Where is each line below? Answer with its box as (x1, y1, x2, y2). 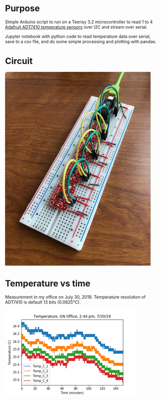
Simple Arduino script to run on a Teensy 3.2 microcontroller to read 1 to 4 (5, 19, 153, 25)
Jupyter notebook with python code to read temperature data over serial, (5, 33, 151, 39)
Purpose (5, 3, 40, 14)
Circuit (5, 56, 33, 67)
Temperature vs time (5, 278, 91, 289)
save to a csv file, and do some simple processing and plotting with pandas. (5, 38, 157, 44)
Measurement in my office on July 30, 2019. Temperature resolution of (5, 294, 146, 300)
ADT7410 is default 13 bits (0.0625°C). (5, 299, 81, 305)
